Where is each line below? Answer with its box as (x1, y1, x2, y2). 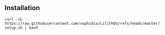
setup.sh (4, 25, 23, 30)
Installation (4, 4, 40, 12)
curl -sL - (4, 17, 27, 21)
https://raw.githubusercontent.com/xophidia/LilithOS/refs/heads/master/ (4, 21, 161, 26)
